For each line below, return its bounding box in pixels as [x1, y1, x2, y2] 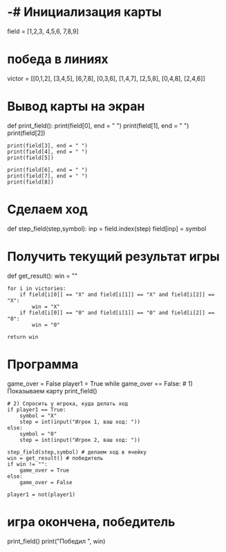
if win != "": [7, 461, 48, 468]
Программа [7, 356, 79, 372]
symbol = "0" [19, 430, 57, 437]
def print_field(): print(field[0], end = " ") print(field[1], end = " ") [7, 121, 189, 130]
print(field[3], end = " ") [7, 142, 88, 149]
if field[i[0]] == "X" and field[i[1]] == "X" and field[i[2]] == [19, 291, 215, 298]
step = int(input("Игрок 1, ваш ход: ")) [19, 418, 140, 425]
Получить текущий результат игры [7, 249, 220, 264]
